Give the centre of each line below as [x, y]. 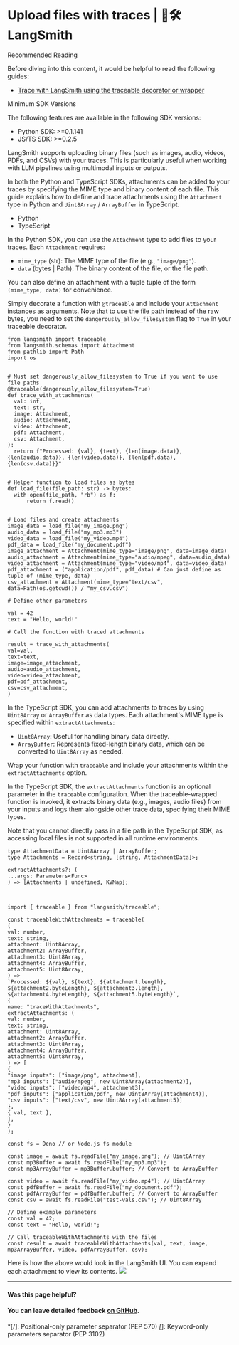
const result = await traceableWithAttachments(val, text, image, [108, 1243]
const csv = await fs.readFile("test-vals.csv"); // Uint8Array [105, 1200]
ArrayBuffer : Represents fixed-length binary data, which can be [111, 744]
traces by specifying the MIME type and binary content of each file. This [113, 189]
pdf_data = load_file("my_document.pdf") [70, 544]
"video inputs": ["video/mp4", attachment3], [76, 1087]
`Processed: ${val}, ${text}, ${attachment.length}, [87, 982]
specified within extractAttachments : [61, 722]
